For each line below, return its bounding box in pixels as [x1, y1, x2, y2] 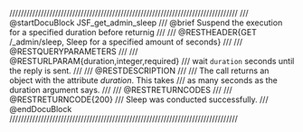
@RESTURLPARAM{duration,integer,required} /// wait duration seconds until [9, 56, 295, 66]
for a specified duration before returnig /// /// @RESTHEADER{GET [9, 27, 258, 37]
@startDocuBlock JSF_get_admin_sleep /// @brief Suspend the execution [9, 17, 283, 28]
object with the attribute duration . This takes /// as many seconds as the [9, 75, 279, 85]
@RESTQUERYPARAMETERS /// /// [9, 46, 138, 57]
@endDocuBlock [9, 104, 72, 114]
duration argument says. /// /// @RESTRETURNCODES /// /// [9, 85, 232, 95]
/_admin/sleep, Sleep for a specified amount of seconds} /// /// [9, 36, 243, 47]
